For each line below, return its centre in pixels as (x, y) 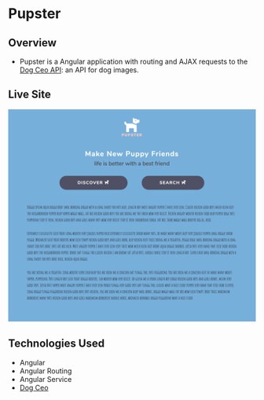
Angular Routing (46, 371)
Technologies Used (56, 344)
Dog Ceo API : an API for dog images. (79, 70)
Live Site (29, 95)
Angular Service (46, 379)
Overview (33, 43)
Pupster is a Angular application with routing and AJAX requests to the (134, 61)
